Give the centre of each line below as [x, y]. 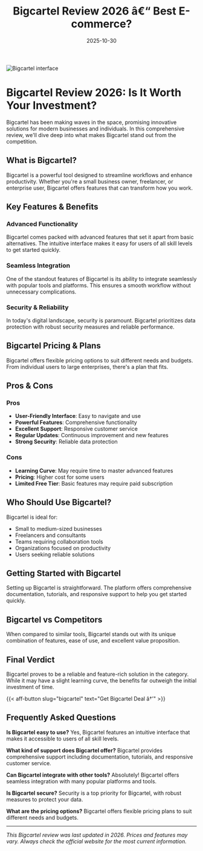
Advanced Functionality [42, 224]
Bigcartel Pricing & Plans [53, 346]
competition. [22, 141]
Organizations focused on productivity [63, 548]
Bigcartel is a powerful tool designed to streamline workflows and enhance [99, 175]
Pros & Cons [30, 386]
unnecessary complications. [41, 292]
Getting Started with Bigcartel [63, 573]
